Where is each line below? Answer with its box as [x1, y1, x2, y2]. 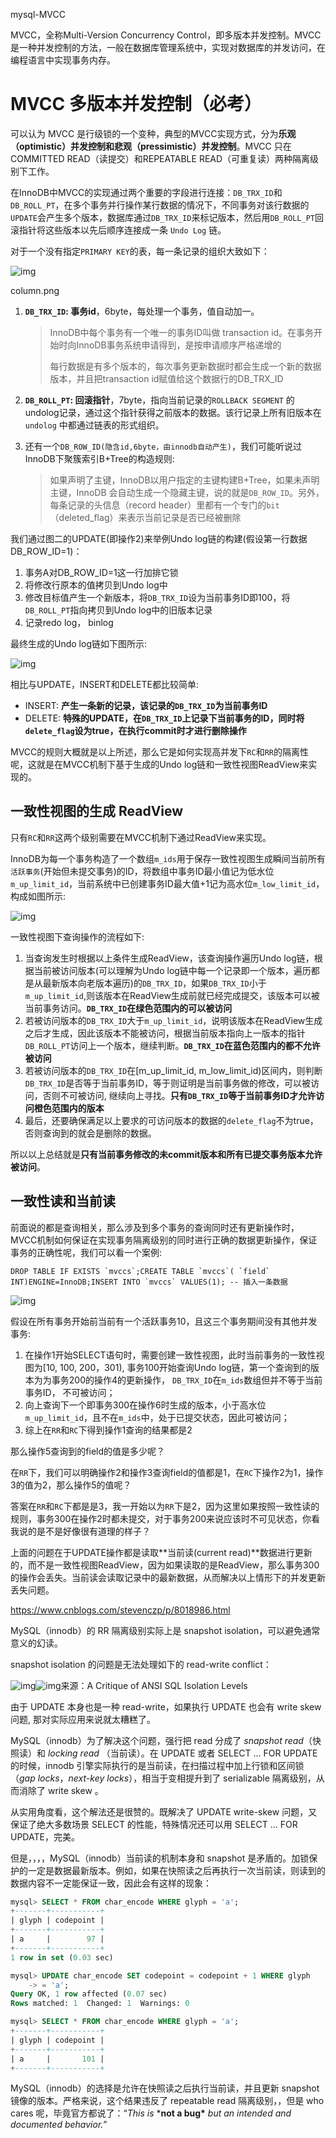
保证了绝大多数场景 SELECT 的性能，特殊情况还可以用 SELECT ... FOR [10, 1818, 298, 1830]
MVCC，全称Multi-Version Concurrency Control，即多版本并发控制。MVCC [10, 29, 322, 41]
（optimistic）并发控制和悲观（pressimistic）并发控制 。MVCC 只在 [10, 140, 292, 152]
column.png [10, 284, 60, 296]
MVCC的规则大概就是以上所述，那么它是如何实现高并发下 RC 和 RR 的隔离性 [10, 745, 309, 758]
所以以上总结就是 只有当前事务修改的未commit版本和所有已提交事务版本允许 [10, 1148, 323, 1160]
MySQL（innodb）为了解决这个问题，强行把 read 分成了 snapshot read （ [10, 1734, 313, 1746]
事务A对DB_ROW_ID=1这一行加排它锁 [24, 566, 179, 578]
